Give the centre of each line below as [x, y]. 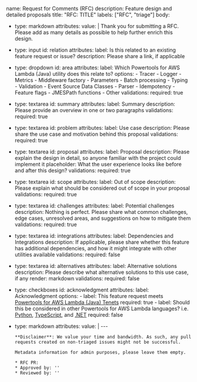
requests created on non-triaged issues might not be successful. [98, 342]
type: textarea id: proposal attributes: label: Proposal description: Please [102, 152]
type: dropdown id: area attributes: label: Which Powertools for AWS [97, 68]
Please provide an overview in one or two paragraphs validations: [94, 110]
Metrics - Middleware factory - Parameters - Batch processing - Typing [101, 80]
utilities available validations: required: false [67, 254]
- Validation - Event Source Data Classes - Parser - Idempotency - [95, 86]
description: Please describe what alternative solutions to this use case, [102, 272]
